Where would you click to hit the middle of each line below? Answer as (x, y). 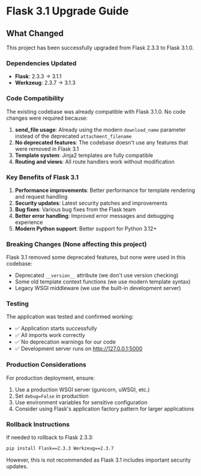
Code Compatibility (35, 99)
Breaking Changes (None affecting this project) (76, 244)
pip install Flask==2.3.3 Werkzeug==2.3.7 (60, 449)
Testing (17, 304)
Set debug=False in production (52, 396)
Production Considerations (46, 365)
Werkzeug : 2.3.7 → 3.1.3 (45, 83)
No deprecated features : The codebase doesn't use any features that (101, 142)
